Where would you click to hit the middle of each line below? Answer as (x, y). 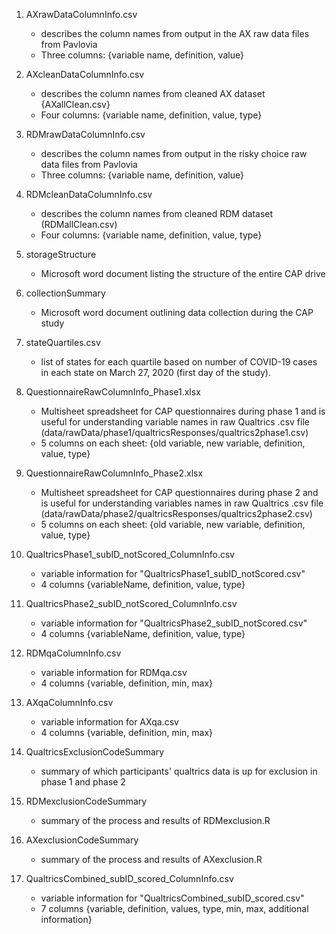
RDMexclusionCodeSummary (86, 801)
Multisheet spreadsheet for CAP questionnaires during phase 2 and (179, 492)
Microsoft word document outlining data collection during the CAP (177, 312)
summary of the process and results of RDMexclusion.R (155, 820)
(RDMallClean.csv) (79, 224)
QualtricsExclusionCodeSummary (95, 752)
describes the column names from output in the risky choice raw (174, 153)
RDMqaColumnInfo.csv (73, 653)
